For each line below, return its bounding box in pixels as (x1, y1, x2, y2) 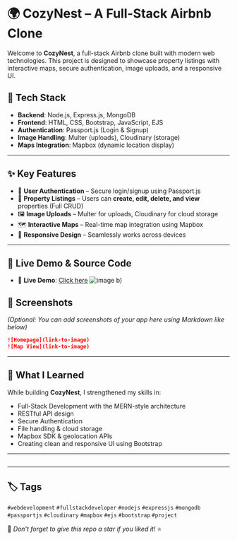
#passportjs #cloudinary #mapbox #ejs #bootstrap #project (7, 512, 178, 519)
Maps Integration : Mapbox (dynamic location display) (17, 141, 175, 149)
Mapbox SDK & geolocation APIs (17, 432, 113, 440)
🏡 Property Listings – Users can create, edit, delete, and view (17, 194, 200, 202)
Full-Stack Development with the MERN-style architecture (17, 401, 186, 410)
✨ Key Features (7, 168, 76, 180)
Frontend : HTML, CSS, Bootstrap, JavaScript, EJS (17, 118, 164, 127)
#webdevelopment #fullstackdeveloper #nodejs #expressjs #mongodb (7, 504, 201, 511)
